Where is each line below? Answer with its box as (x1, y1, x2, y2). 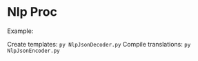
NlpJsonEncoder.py (7, 47, 60, 54)
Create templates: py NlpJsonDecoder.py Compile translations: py (7, 40, 191, 48)
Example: (7, 27, 34, 35)
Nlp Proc (7, 4, 57, 20)
